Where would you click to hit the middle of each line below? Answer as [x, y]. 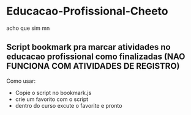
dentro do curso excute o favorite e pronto [69, 105]
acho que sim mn [28, 28]
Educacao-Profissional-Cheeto [87, 11]
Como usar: [21, 81]
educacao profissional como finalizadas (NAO [96, 57]
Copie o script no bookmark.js [53, 92]
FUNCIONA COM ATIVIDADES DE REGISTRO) [93, 66]
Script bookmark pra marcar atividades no [88, 47]
